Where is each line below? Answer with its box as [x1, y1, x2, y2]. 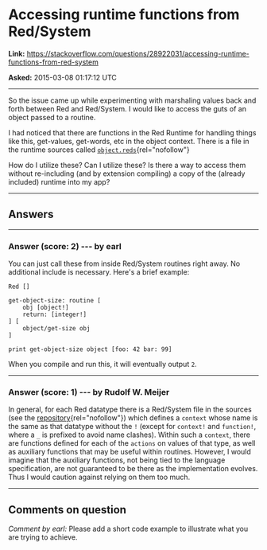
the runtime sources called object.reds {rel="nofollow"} [8, 145, 190, 154]
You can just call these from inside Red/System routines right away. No [8, 259, 241, 268]
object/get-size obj [22, 325, 91, 333]
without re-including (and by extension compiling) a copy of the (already [8, 169, 246, 178]
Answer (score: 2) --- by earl [8, 240, 122, 252]
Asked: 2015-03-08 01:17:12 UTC [8, 72, 118, 82]
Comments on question [8, 503, 127, 517]
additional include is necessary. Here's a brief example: [8, 267, 190, 277]
